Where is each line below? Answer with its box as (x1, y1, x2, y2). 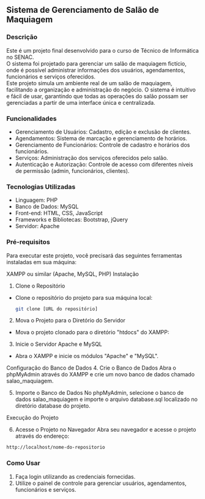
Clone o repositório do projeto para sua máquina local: (15, 294, 153, 301)
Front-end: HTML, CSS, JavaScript (15, 210, 103, 217)
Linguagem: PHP (15, 196, 58, 204)
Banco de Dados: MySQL (15, 203, 79, 210)
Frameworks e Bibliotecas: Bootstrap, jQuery (15, 216, 129, 223)
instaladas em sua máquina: (6, 258, 76, 265)
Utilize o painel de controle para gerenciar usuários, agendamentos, (15, 479, 187, 487)
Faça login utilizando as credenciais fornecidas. (15, 473, 136, 480)
